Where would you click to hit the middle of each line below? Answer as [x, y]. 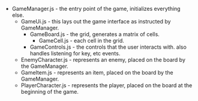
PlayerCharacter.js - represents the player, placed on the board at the [106, 85]
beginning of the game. [50, 92]
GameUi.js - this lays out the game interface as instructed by [96, 21]
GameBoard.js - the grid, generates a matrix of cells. [95, 34]
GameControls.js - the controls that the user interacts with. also [108, 47]
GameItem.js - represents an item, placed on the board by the [97, 72]
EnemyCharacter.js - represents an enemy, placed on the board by [103, 60]
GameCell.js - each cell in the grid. [82, 41]
